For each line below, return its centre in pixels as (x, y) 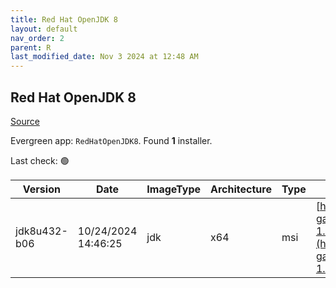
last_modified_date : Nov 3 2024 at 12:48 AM (104, 57)
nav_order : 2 (37, 38)
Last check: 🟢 (40, 160)
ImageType (174, 189)
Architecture (241, 189)
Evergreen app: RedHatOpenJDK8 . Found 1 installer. (111, 140)
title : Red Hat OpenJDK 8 (64, 19)
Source (25, 121)
